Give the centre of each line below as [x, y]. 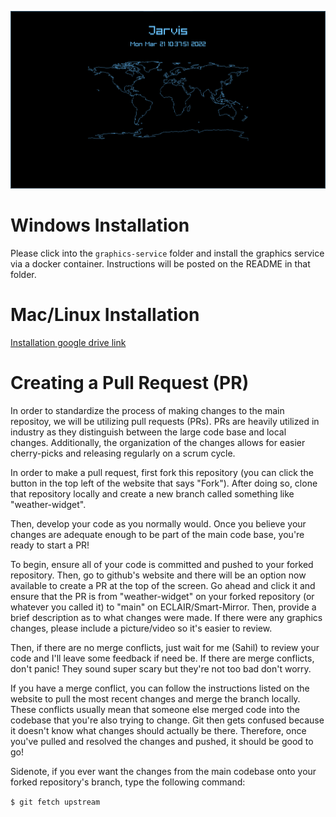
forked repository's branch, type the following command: [128, 782]
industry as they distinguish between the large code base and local [148, 432]
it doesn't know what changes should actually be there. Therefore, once [158, 730]
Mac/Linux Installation [105, 314]
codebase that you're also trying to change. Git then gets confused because [167, 720]
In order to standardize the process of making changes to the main [147, 410]
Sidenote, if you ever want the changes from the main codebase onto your [163, 771]
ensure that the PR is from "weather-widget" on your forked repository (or [162, 596]
